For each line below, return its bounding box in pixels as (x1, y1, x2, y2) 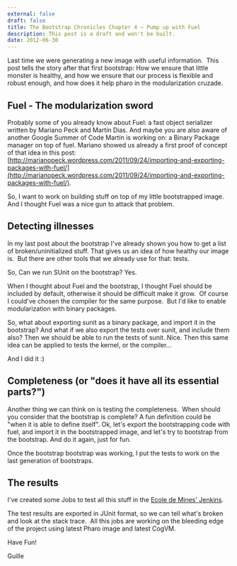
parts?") (7, 386, 46, 398)
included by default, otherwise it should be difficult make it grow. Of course (7, 289, 229, 298)
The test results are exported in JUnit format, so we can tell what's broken (7, 509, 224, 518)
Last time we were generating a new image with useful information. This (7, 56, 219, 65)
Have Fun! (7, 538, 37, 547)
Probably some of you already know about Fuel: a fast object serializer (7, 118, 213, 126)
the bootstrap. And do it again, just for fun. (7, 435, 132, 443)
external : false (7, 10, 55, 18)
